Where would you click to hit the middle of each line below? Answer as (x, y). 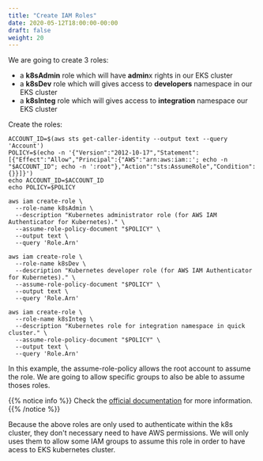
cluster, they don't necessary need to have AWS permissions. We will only (128, 433)
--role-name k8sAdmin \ (54, 208)
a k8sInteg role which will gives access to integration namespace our (133, 101)
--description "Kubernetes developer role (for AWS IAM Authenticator (134, 271)
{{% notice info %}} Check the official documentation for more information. (130, 401)
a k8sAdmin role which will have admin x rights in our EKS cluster (126, 75)
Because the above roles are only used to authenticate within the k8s (120, 425)
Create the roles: (36, 124)
